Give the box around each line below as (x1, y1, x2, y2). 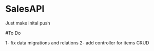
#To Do (5, 30, 21, 36)
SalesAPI (5, 3, 45, 15)
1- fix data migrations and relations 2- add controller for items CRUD (5, 39, 149, 46)
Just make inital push (5, 20, 50, 26)
